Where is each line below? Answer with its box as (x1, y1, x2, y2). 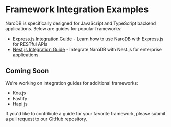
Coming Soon (5, 67, 50, 75)
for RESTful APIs (12, 41, 48, 47)
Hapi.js (12, 101, 28, 107)
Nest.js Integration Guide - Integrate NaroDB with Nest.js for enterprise (12, 46, 162, 52)
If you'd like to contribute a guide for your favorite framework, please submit (5, 110, 166, 116)
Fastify (12, 95, 27, 101)
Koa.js (12, 90, 26, 96)
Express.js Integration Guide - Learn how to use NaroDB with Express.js (12, 36, 164, 42)
